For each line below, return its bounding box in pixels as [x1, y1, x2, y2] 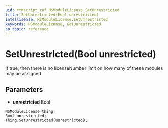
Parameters [5, 85, 43, 94]
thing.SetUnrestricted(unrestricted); [5, 118, 88, 123]
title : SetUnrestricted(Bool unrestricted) [5, 12, 99, 17]
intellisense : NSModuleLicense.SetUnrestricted [5, 17, 108, 22]
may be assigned [5, 71, 42, 77]
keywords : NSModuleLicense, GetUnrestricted [5, 21, 101, 27]
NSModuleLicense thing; [5, 109, 56, 114]
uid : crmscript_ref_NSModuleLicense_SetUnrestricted [5, 7, 120, 13]
